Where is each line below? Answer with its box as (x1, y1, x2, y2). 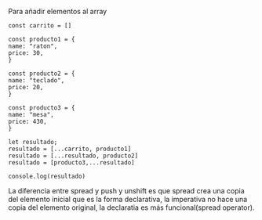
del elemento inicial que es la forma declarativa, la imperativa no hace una (8, 195, 248, 204)
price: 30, (8, 49, 44, 57)
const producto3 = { (8, 104, 76, 112)
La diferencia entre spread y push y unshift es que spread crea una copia (8, 186, 245, 195)
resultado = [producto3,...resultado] (8, 159, 135, 167)
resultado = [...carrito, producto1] (8, 145, 132, 153)
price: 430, (8, 117, 47, 125)
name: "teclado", (8, 77, 65, 85)
